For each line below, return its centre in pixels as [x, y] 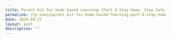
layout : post [19, 24]
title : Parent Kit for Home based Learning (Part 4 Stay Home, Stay [79, 10]
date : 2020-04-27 [24, 19]
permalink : [17, 15]
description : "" [22, 29]
